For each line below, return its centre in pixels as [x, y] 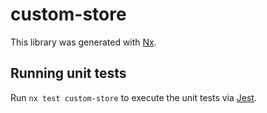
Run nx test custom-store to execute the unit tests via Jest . [133, 97]
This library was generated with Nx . [83, 42]
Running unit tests [68, 73]
